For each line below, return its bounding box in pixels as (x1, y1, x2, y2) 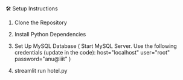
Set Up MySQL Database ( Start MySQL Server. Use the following (14, 42, 178, 50)
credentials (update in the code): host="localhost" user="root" (14, 49, 170, 56)
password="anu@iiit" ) (14, 55, 71, 62)
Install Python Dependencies (14, 31, 86, 38)
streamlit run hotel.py (14, 67, 68, 74)
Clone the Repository (14, 19, 68, 26)
